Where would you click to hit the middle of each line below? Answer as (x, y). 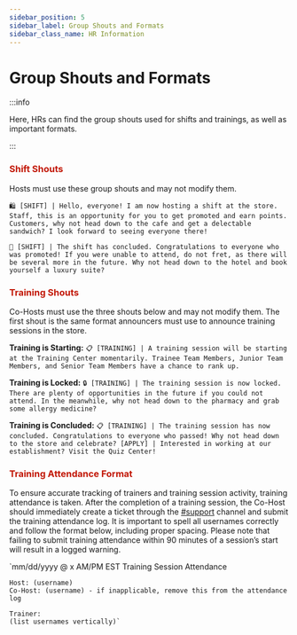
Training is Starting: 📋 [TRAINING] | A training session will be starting (148, 348)
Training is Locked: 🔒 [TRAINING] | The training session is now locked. (145, 382)
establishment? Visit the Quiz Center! (83, 451)
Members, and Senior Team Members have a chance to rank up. (125, 366)
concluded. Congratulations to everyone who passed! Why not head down (144, 435)
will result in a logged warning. (65, 550)
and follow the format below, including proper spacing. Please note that (140, 531)
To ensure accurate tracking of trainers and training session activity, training (148, 493)
